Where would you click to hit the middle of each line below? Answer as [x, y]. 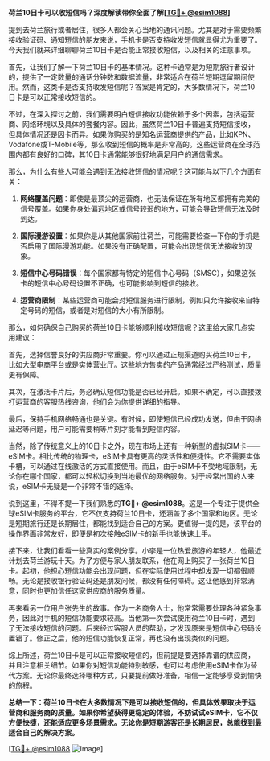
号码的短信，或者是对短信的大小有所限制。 [98, 310]
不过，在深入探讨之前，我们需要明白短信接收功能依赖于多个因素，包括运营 [131, 114]
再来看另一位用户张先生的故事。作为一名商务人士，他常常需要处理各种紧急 [131, 608]
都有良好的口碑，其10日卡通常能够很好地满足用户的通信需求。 [125, 154]
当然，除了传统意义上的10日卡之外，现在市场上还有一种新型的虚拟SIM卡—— [135, 446]
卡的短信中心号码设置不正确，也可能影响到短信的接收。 [111, 283]
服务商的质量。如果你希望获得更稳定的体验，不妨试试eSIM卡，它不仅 [144, 712]
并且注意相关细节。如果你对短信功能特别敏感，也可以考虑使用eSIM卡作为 [129, 665]
